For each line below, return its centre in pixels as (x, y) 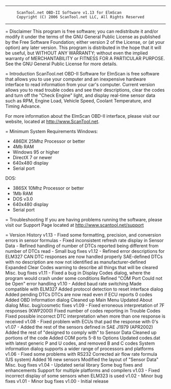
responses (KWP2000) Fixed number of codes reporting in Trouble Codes (83, 311)
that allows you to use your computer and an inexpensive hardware (76, 79)
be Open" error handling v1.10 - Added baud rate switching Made (73, 284)
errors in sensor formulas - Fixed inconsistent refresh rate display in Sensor (84, 240)
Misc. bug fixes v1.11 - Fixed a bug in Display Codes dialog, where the (78, 273)
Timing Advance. (23, 106)
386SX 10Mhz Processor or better (48, 188)
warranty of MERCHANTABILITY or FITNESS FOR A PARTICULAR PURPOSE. (85, 58)
